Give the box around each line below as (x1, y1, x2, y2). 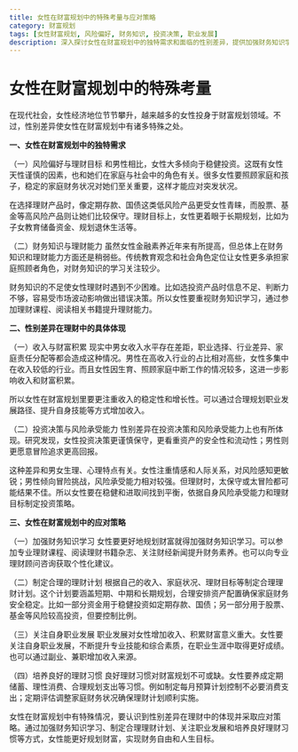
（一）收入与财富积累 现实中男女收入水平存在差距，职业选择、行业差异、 (9, 342, 276, 352)
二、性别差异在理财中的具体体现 (9, 323, 126, 334)
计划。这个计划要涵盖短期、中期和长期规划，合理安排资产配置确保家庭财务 (16, 588, 289, 599)
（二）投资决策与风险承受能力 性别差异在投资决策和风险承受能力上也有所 (9, 423, 276, 435)
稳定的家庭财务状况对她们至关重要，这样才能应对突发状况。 (24, 181, 242, 192)
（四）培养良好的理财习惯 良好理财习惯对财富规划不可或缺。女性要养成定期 (9, 670, 284, 681)
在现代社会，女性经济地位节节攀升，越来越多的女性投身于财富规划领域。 (9, 110, 273, 121)
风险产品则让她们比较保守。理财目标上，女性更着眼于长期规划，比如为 (32, 210, 289, 222)
